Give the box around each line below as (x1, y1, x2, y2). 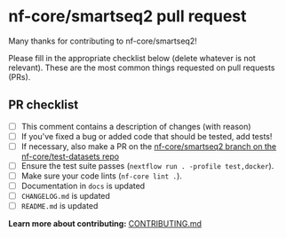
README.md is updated (20, 201, 99, 211)
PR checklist (8, 98, 79, 113)
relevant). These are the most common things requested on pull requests (8, 62, 275, 73)
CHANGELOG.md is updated (20, 191, 110, 202)
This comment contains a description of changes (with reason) (20, 121, 251, 131)
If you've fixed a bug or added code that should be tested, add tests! (20, 131, 273, 141)
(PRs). (8, 71, 31, 82)
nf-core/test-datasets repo (20, 151, 120, 162)
